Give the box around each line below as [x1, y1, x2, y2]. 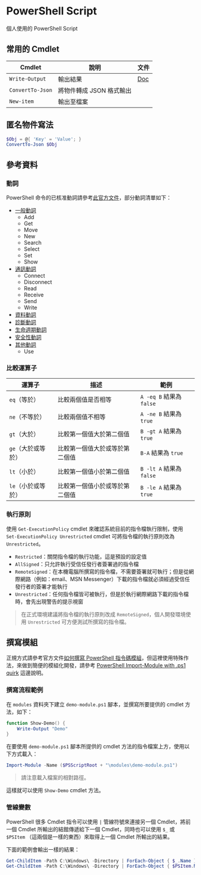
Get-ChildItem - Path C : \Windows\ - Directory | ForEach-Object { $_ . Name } [6, 858, 197, 864]
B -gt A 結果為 [140, 427, 182, 436]
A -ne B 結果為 [140, 410, 182, 418]
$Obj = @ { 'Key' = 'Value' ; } [6, 136, 82, 142]
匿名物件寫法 [6, 120, 54, 130]
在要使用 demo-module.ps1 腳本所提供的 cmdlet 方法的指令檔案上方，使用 [6, 743, 185, 750]
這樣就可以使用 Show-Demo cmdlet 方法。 [6, 787, 105, 794]
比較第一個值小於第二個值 [57, 468, 130, 476]
